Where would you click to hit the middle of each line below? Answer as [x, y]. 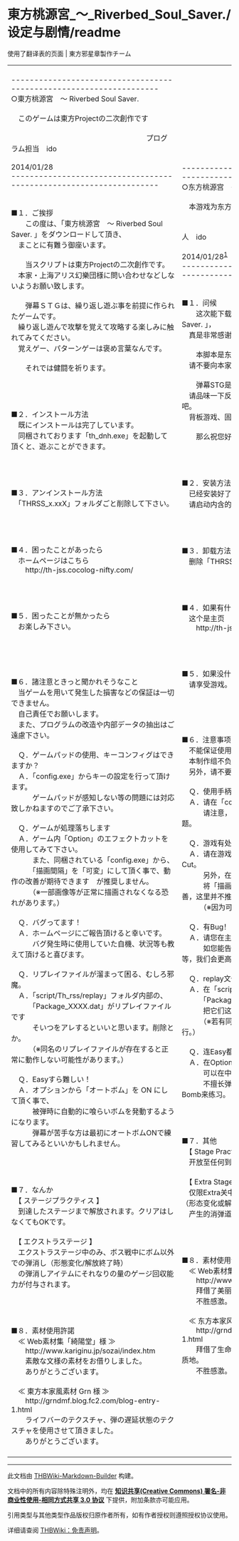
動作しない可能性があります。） [76, 1060]
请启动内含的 [211, 504]
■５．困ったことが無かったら [60, 615]
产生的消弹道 [211, 1214]
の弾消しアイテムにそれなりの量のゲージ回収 [92, 1274]
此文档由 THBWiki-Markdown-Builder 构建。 [72, 1475]
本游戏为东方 [211, 207]
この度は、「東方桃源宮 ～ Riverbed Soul [94, 223]
